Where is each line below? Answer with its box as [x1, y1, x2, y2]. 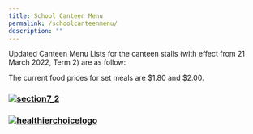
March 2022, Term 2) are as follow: [8, 57, 126, 67]
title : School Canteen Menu [8, 11, 104, 20]
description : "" [8, 27, 63, 35]
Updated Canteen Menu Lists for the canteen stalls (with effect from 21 [8, 49, 246, 59]
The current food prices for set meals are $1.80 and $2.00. [8, 73, 204, 83]
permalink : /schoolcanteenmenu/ [8, 19, 118, 27]
